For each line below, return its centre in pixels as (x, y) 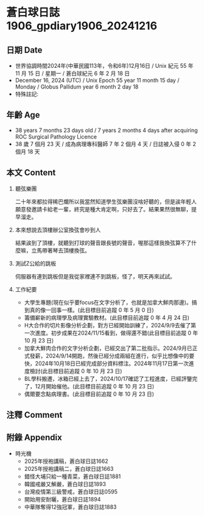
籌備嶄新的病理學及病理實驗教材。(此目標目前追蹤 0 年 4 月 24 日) (107, 318)
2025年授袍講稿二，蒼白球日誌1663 (69, 468)
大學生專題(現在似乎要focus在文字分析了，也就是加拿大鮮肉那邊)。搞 (111, 302)
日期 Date (24, 50)
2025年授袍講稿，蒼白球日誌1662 (66, 461)
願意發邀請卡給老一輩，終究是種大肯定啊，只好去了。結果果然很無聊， (103, 209)
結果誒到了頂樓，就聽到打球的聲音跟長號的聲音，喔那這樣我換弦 (95, 242)
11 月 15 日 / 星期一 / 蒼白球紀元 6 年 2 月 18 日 (72, 73)
